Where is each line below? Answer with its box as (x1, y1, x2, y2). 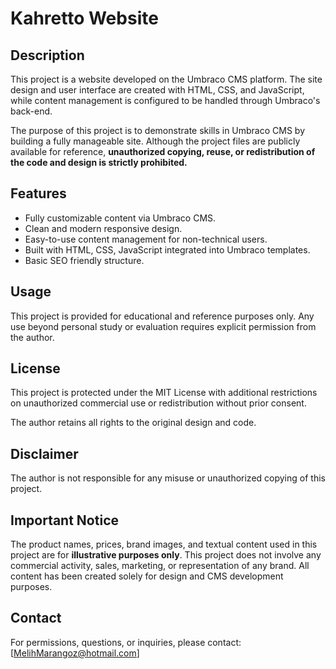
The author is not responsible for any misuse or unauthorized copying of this (10, 472, 326, 484)
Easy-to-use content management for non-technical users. (24, 233, 268, 245)
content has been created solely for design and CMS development (10, 570, 284, 582)
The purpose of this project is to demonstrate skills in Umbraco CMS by (10, 125, 306, 136)
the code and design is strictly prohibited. (10, 157, 188, 168)
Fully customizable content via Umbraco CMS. (24, 212, 217, 224)
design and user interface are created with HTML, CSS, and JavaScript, (10, 84, 305, 96)
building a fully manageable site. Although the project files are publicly (10, 135, 301, 147)
